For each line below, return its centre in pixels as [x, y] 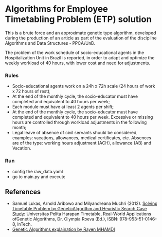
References [23, 191]
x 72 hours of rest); [31, 91]
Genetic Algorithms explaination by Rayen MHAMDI [63, 229]
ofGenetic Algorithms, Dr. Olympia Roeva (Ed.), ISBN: [65, 219]
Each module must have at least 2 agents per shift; [63, 107]
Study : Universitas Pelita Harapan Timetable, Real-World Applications [82, 214]
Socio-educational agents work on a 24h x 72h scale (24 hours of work [83, 86]
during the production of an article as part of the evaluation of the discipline [81, 38]
